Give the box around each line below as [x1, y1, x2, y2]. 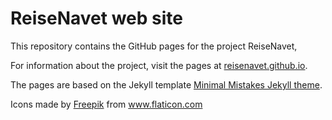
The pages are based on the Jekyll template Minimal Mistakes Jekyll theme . [10, 78, 323, 91]
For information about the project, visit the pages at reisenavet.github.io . [10, 59, 308, 71]
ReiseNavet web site [10, 7, 183, 30]
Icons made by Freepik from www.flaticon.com [10, 98, 203, 110]
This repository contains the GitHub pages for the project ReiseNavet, [10, 40, 298, 52]
